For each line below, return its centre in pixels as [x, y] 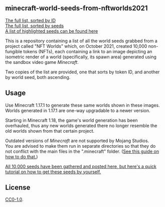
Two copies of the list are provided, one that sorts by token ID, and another [82, 72]
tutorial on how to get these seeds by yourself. [53, 172]
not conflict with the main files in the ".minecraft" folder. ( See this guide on [82, 151]
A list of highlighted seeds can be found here [52, 31]
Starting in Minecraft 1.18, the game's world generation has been [71, 120]
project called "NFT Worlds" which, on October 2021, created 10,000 [76, 46]
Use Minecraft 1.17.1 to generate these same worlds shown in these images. [82, 105]
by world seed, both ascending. [38, 77]
